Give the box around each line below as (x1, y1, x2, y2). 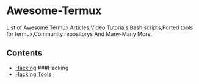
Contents (6, 48, 43, 58)
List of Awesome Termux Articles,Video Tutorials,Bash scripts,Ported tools (6, 24, 194, 31)
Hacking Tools (15, 71, 52, 78)
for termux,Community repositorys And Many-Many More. (6, 30, 153, 37)
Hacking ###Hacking (15, 64, 69, 71)
